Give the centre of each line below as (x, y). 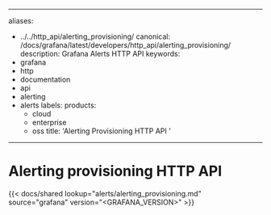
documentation (45, 79)
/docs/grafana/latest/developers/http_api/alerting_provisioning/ (125, 45)
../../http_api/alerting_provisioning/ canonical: (95, 36)
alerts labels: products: (58, 105)
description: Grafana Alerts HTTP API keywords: (100, 54)
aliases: (21, 21)
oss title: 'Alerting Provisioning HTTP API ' (102, 131)
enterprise (49, 122)
